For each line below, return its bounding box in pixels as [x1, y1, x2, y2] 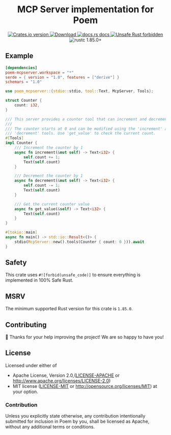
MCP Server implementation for [17, 4, 154, 15]
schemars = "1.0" [5, 79, 42, 85]
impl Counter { [5, 141, 38, 146]
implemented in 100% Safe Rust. [5, 277, 74, 283]
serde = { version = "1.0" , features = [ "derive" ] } [5, 75, 120, 80]
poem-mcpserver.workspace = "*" [5, 70, 74, 75]
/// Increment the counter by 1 [14, 145, 83, 150]
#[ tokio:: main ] [5, 230, 38, 235]
